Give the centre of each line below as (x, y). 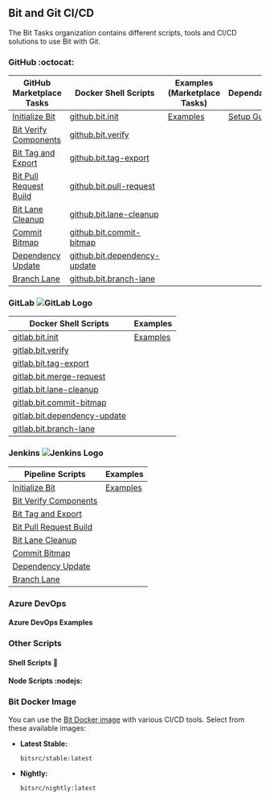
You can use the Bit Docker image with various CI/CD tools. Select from (127, 719)
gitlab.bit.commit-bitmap (59, 403)
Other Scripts (35, 644)
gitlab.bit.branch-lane (53, 429)
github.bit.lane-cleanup (114, 214)
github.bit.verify (100, 135)
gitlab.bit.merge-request (59, 376)
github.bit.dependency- (115, 255)
